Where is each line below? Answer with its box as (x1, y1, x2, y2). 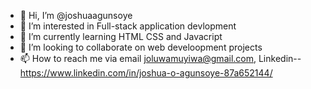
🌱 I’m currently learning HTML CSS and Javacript (19, 31, 223, 42)
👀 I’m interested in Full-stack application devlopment (19, 20, 237, 32)
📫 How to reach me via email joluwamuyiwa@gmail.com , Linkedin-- (19, 53, 302, 64)
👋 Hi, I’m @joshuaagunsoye (19, 10, 133, 21)
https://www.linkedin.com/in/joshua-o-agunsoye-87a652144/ (19, 67, 273, 79)
